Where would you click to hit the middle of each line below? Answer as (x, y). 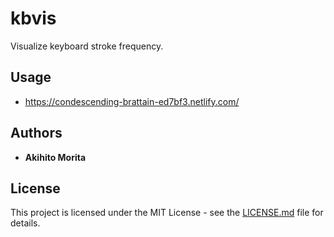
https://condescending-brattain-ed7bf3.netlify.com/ (132, 101)
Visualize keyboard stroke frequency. (87, 46)
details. (25, 223)
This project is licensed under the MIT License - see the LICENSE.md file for (167, 213)
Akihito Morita (55, 157)
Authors (36, 133)
